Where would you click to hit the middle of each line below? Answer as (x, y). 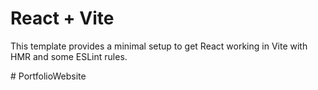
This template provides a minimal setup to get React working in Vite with (159, 46)
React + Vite (62, 18)
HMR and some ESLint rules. (69, 56)
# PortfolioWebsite (48, 76)
